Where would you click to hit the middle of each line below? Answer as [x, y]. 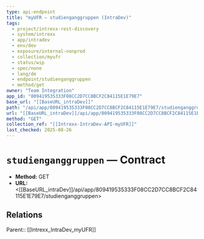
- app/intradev [31, 40]
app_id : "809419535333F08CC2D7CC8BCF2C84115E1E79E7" [74, 96]
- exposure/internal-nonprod [49, 51]
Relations [25, 215]
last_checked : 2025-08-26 [39, 130]
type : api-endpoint [31, 12]
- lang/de [24, 74]
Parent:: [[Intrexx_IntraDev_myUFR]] [51, 229]
